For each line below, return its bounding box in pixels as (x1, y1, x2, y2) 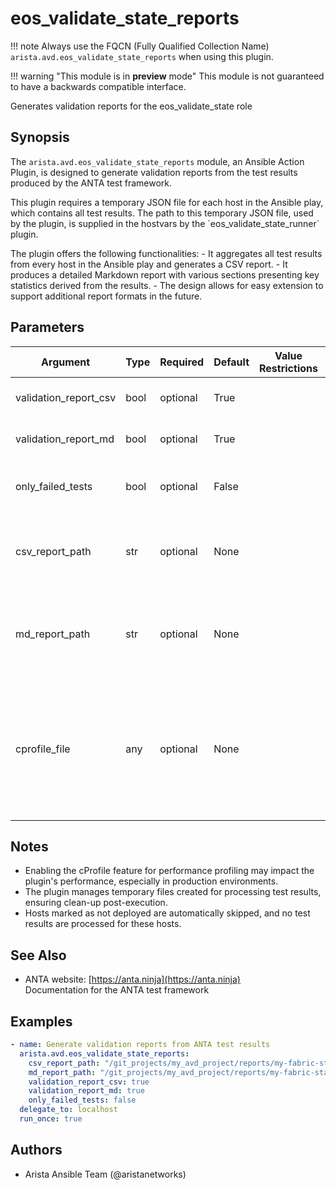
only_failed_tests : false (28, 1095, 137, 1106)
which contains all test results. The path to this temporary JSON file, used (10, 207, 314, 219)
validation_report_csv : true (28, 1077, 150, 1087)
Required (159, 355, 205, 369)
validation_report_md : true (28, 1086, 145, 1096)
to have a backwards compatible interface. (10, 80, 187, 92)
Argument (41, 355, 91, 369)
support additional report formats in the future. (10, 290, 203, 302)
